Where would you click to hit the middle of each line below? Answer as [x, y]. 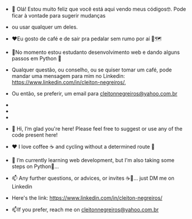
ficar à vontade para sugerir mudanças [59, 16]
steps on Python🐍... [35, 166]
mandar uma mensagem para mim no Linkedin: [68, 76]
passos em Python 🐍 [36, 58]
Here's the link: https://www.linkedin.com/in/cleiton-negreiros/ [87, 198]
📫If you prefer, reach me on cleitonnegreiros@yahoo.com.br [85, 210]
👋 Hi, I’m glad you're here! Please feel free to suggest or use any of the [97, 129]
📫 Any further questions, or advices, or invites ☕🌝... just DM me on [93, 178]
